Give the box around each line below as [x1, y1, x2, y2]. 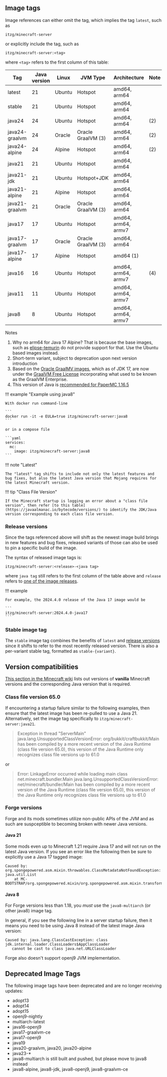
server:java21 [5, 721, 35, 727]
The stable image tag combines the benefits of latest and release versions [5, 638, 160, 644]
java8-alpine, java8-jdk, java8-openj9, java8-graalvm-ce [12, 1067, 128, 1073]
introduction [12, 360, 37, 366]
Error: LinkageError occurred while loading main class [17, 771, 128, 777]
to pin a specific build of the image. [5, 545, 78, 551]
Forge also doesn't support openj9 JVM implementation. [5, 955, 121, 961]
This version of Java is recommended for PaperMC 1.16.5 [12, 382, 129, 388]
